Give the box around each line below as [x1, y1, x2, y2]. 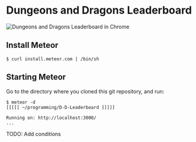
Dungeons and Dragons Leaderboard [6, 4, 192, 17]
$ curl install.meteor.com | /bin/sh [6, 56, 99, 62]
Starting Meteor [6, 72, 66, 82]
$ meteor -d [6, 99, 36, 105]
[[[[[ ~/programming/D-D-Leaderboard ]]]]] [6, 104, 115, 110]
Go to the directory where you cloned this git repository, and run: [6, 88, 165, 95]
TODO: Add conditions [6, 130, 61, 137]
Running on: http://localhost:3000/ [6, 115, 97, 121]
